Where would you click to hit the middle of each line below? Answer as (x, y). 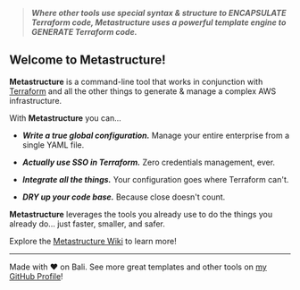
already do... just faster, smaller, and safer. (87, 224)
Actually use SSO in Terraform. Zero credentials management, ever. (148, 162)
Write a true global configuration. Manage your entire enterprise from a (156, 135)
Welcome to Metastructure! (88, 60)
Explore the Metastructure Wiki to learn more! (93, 241)
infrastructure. (36, 100)
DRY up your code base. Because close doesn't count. (124, 197)
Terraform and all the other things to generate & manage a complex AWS (143, 91)
